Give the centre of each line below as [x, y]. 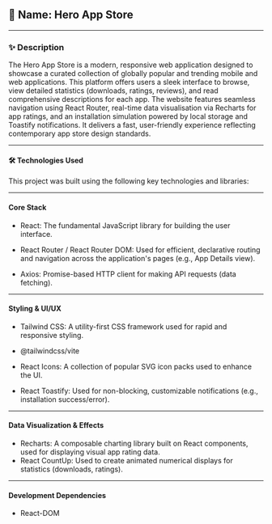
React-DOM [40, 513]
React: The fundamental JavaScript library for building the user [125, 225]
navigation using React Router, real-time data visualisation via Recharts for [132, 108]
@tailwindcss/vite [49, 351]
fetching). [36, 282]
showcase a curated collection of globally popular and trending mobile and [133, 74]
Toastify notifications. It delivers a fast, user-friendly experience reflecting [132, 125]
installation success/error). [65, 399]
